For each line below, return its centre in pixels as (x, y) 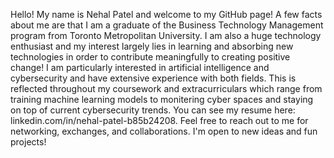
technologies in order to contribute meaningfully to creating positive (150, 57)
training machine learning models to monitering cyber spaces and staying (162, 99)
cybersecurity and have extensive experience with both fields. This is (153, 78)
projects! (28, 142)
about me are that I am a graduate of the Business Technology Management (167, 25)
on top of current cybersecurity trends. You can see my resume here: (153, 110)
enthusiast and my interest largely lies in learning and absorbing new (152, 46)
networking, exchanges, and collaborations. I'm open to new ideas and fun (164, 131)
